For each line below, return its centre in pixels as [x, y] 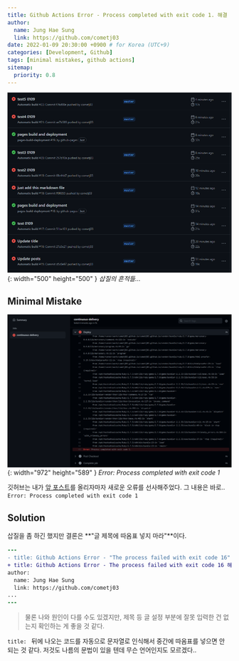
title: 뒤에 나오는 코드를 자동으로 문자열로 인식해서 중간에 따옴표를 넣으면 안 [116, 641]
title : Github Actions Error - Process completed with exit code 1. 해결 [117, 15]
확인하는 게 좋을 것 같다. [71, 626]
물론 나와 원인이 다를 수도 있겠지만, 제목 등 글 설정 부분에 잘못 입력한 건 [123, 617]
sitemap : [20, 68]
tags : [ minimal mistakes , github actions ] [71, 60]
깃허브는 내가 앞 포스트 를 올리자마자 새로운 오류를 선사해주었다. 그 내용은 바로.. [116, 487]
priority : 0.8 [34, 75]
